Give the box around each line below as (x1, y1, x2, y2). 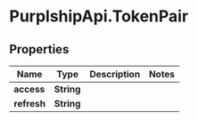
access (13, 83, 45, 95)
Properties (9, 42, 70, 57)
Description (88, 69, 141, 80)
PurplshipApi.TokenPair (9, 6, 189, 27)
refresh (13, 98, 46, 109)
